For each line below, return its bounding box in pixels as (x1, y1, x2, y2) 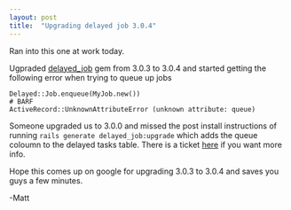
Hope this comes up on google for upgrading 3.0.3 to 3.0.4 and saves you (9, 166, 279, 176)
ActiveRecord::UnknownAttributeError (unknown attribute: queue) (9, 105, 256, 113)
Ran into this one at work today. (9, 45, 125, 56)
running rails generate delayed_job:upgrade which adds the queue (9, 129, 258, 140)
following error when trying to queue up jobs (9, 72, 172, 82)
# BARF (9, 97, 34, 106)
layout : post (9, 12, 58, 22)
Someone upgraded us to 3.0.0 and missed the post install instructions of (9, 121, 278, 131)
